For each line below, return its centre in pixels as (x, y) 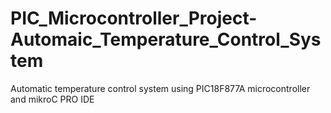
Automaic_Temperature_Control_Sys (166, 39)
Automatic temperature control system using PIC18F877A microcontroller (160, 88)
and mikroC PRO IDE (52, 99)
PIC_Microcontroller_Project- (134, 18)
